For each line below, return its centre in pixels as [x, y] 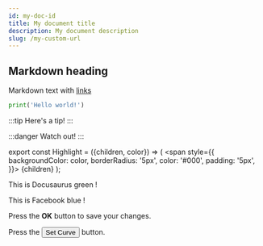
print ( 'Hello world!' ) [46, 106]
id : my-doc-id [32, 16]
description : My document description [73, 31]
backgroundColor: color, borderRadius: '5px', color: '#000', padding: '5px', [132, 160]
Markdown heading [58, 71]
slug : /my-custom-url [45, 38]
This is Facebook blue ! [47, 200]
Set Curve [61, 232]
